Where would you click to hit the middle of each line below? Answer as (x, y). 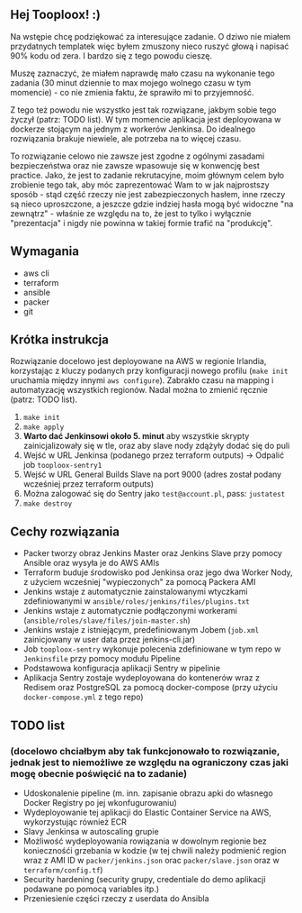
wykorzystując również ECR (75, 822)
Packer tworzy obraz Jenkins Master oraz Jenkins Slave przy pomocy (152, 553)
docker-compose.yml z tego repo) (83, 697)
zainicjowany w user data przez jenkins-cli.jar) (109, 640)
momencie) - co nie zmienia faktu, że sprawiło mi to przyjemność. (132, 92)
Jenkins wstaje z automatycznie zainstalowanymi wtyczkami (135, 592)
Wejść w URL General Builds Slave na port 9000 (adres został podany (152, 475)
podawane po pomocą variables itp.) (91, 889)
